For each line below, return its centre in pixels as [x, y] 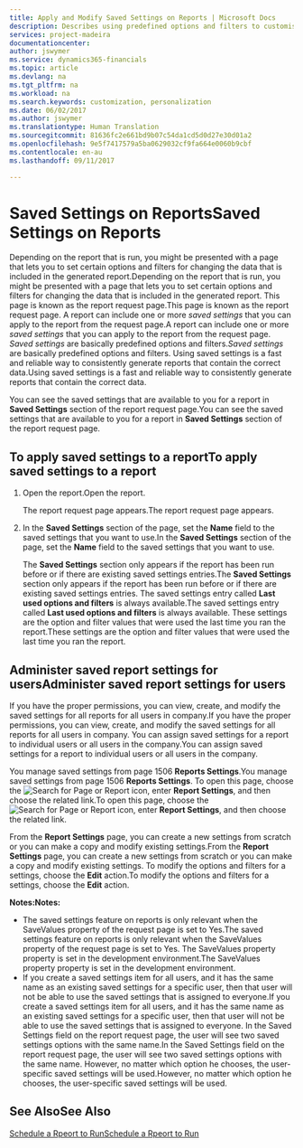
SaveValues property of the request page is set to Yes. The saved [143, 930]
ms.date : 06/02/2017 [48, 110]
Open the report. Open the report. [84, 493]
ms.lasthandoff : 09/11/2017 [62, 160]
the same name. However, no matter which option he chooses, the [146, 1064]
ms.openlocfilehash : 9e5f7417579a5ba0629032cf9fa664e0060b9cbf [131, 144]
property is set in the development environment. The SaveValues [141, 958]
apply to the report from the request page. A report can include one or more [149, 325]
